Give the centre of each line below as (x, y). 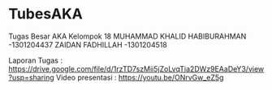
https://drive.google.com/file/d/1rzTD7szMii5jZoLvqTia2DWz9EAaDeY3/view (136, 68)
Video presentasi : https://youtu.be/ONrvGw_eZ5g (140, 77)
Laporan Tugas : (36, 60)
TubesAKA (46, 14)
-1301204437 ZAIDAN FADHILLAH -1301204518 (88, 44)
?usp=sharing (31, 77)
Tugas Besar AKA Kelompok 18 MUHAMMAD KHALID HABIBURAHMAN (127, 36)
